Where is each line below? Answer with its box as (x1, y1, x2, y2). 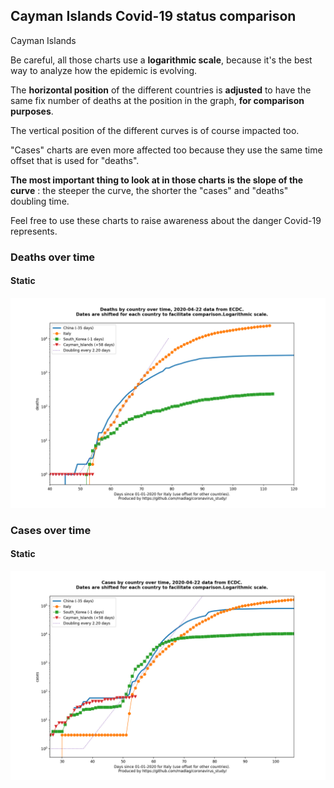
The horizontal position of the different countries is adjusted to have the (10, 84, 312, 96)
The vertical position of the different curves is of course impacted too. (10, 124, 300, 136)
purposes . (10, 105, 54, 117)
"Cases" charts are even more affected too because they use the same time (10, 144, 323, 156)
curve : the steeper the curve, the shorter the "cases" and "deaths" (10, 184, 289, 196)
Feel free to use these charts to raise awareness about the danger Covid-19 (10, 214, 322, 226)
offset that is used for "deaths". (10, 154, 140, 166)
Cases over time (10, 523, 92, 537)
